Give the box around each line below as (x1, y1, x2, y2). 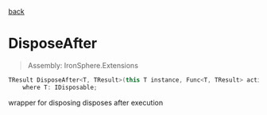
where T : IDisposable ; (22, 83, 98, 91)
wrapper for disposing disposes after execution (8, 98, 164, 107)
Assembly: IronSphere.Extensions (27, 60, 139, 70)
